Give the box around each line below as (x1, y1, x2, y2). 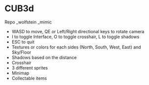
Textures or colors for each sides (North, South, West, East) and (11, 44, 141, 50)
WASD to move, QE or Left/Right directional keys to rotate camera (11, 28, 145, 34)
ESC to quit (11, 39, 35, 44)
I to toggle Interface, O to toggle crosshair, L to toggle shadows (11, 34, 140, 40)
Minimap (11, 70, 30, 76)
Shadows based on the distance (11, 54, 77, 60)
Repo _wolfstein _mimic (4, 19, 52, 25)
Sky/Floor (11, 49, 31, 55)
